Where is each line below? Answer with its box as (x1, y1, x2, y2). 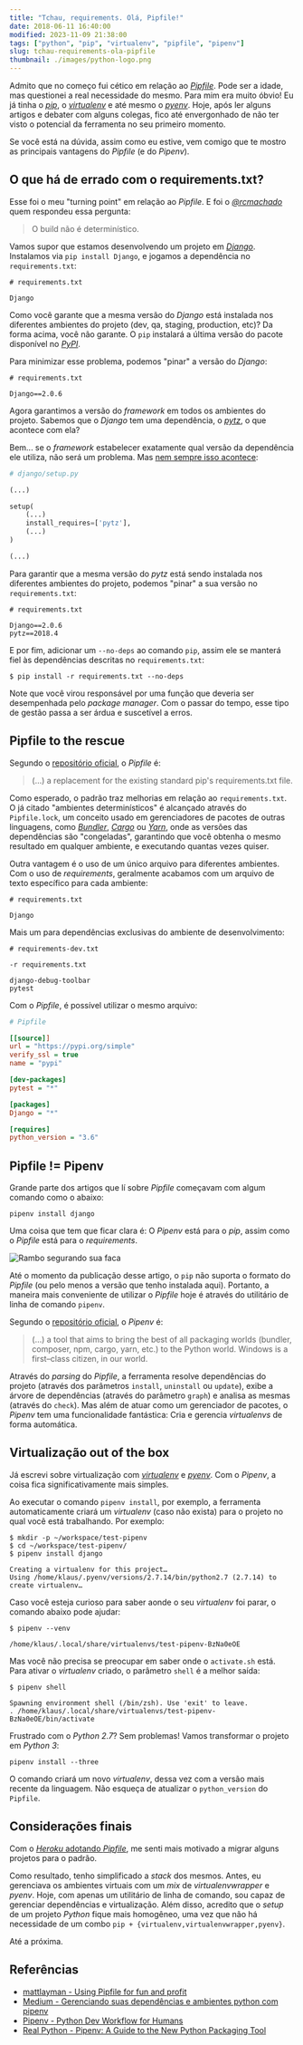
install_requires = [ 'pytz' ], (25, 518, 131, 528)
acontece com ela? (9, 424, 80, 435)
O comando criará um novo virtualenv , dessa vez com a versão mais (9, 1773, 265, 1784)
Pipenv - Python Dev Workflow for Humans (22, 2015, 184, 2026)
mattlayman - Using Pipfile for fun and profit (22, 1986, 187, 1997)
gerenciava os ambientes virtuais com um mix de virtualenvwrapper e (9, 1879, 270, 1890)
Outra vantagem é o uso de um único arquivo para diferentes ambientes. (9, 858, 280, 869)
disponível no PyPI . (9, 338, 81, 349)
